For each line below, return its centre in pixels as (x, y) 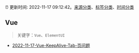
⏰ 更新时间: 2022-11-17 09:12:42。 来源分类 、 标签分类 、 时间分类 (69, 7)
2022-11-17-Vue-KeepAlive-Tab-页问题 (51, 45)
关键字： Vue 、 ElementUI (41, 35)
